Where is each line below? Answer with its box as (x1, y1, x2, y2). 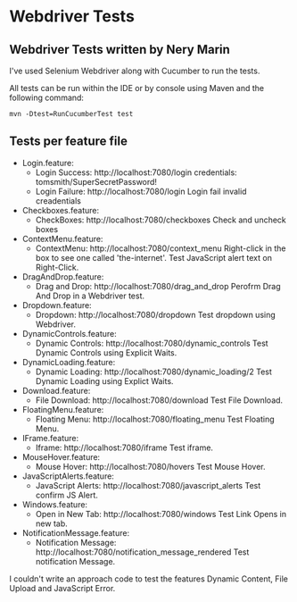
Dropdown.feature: (21, 299, 92, 310)
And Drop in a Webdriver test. (35, 290, 145, 301)
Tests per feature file (9, 134, 128, 149)
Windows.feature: (21, 498, 87, 510)
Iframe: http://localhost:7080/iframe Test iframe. (35, 442, 214, 453)
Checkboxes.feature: (21, 205, 100, 215)
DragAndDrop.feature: (21, 271, 104, 282)
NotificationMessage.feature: (21, 527, 130, 538)
